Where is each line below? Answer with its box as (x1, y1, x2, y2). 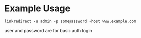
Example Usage (4, 3, 70, 14)
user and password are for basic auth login (4, 27, 92, 33)
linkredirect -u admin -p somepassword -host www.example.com (4, 19, 136, 24)
